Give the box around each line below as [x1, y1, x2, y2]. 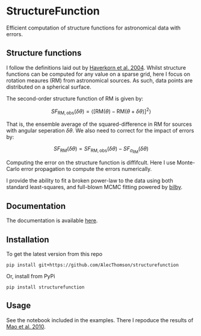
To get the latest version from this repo [6, 250, 103, 257]
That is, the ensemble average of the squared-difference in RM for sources [6, 120, 193, 128]
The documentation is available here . [6, 217, 98, 224]
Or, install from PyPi [6, 272, 55, 279]
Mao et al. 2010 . [6, 323, 46, 330]
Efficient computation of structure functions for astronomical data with [6, 24, 181, 31]
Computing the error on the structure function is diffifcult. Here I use [6, 159, 176, 166]
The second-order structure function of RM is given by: [6, 95, 143, 102]
